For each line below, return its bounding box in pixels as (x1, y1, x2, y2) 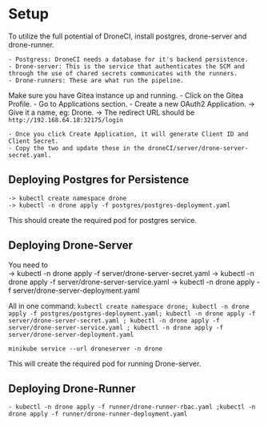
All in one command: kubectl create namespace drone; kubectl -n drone (8, 301, 250, 310)
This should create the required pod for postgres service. (8, 215, 198, 225)
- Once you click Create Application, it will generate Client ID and (8, 130, 249, 138)
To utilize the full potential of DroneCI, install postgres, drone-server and (8, 31, 247, 41)
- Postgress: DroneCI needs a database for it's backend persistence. (8, 55, 249, 63)
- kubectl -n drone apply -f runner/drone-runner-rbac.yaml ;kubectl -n (8, 403, 256, 412)
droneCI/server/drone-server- (147, 144, 249, 152)
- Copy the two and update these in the (8, 144, 146, 152)
